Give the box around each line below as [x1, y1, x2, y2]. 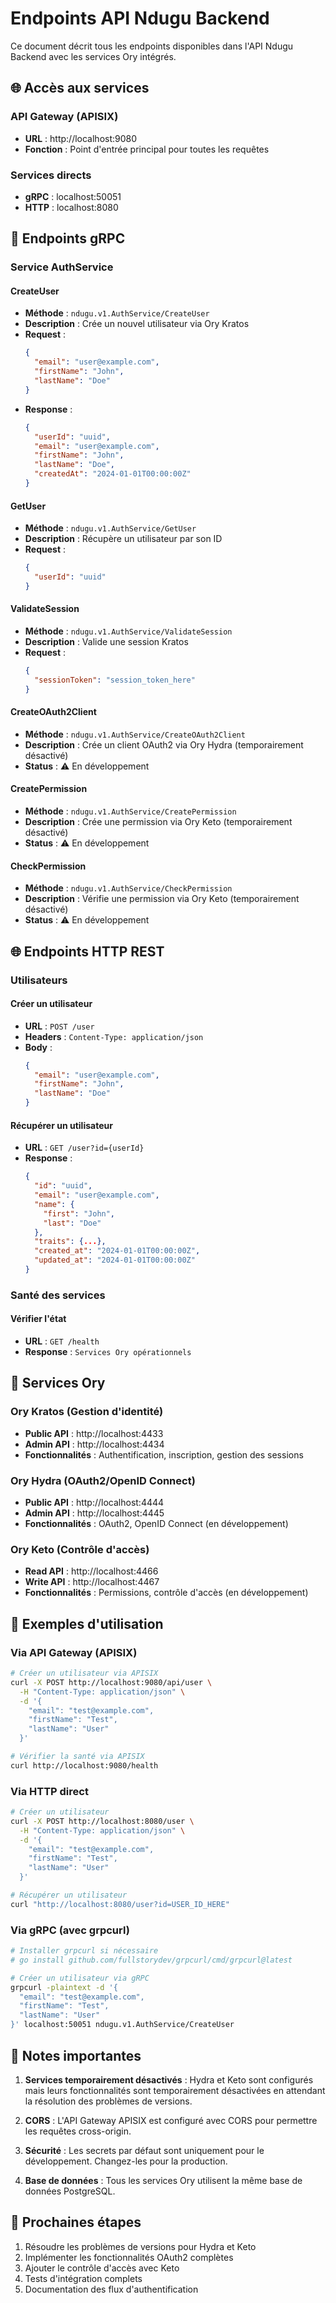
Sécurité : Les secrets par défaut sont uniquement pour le [24, 2144, 265, 2156]
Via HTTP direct [10, 1784, 89, 1798]
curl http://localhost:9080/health [10, 1760, 159, 1771]
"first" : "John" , [43, 1208, 116, 1219]
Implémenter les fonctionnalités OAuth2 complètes [24, 2251, 234, 2263]
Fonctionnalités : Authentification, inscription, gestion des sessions [24, 1448, 304, 1461]
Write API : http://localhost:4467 [24, 1576, 160, 1588]
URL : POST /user [24, 1020, 95, 1032]
